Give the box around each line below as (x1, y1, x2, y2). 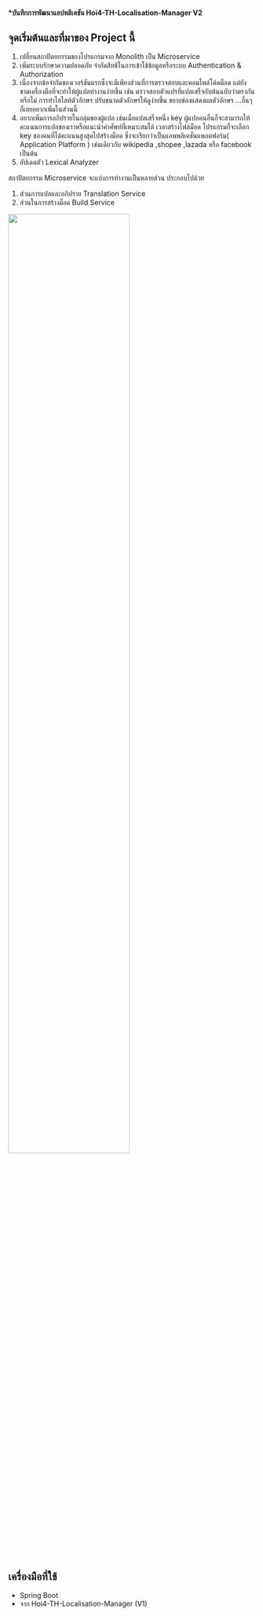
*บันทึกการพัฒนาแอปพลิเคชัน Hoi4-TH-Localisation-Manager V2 (8, 8, 203, 17)
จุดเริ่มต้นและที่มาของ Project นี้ (8, 31, 136, 44)
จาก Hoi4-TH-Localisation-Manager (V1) (19, 1599, 148, 1609)
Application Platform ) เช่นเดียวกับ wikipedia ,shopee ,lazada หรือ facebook (19, 140, 252, 149)
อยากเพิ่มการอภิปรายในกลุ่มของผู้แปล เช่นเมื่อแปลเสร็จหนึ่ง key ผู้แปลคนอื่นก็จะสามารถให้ (19, 113, 250, 123)
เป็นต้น (19, 149, 38, 158)
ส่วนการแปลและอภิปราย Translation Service (19, 189, 146, 198)
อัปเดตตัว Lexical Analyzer (19, 157, 100, 167)
